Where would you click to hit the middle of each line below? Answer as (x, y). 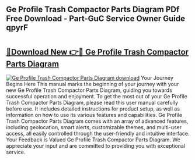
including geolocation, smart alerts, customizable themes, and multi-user (94, 127)
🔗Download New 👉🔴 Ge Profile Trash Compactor (97, 52)
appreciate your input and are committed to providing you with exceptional (96, 146)
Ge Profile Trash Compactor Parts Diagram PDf (93, 10)
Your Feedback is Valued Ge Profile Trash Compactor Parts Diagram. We (93, 140)
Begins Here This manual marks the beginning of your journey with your (93, 84)
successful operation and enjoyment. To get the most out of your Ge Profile (97, 96)
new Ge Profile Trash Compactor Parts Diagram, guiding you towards (89, 90)
